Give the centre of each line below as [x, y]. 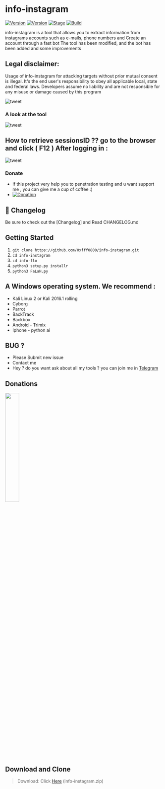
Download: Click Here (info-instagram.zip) [60, 781]
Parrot [19, 309]
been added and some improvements [43, 48]
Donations [22, 384]
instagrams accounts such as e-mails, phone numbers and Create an [76, 38]
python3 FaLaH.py [30, 271]
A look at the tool [26, 114]
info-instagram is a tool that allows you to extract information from [73, 32]
